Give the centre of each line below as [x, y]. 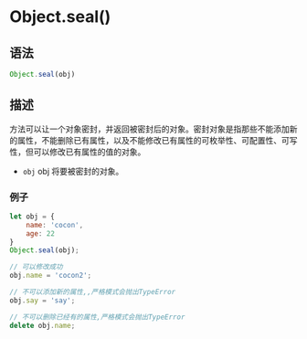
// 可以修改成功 [36, 267]
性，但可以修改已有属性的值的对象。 [78, 152]
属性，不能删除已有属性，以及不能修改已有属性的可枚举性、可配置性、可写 [157, 140]
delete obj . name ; [42, 325]
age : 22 [40, 233]
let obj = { [32, 217]
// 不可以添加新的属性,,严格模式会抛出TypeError [93, 292]
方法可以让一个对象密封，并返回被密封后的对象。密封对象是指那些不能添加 [149, 129]
